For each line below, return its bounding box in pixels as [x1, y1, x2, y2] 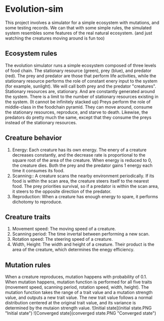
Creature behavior [5, 134, 62, 142]
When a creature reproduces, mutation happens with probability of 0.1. [5, 274, 147, 280]
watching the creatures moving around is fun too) [5, 35, 105, 41]
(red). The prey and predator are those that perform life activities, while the [5, 72, 157, 79]
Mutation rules [5, 261, 51, 269]
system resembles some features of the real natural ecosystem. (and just [5, 30, 153, 36]
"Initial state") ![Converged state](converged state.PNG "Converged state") [5, 310, 157, 316]
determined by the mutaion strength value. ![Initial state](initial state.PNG [5, 305, 152, 311]
